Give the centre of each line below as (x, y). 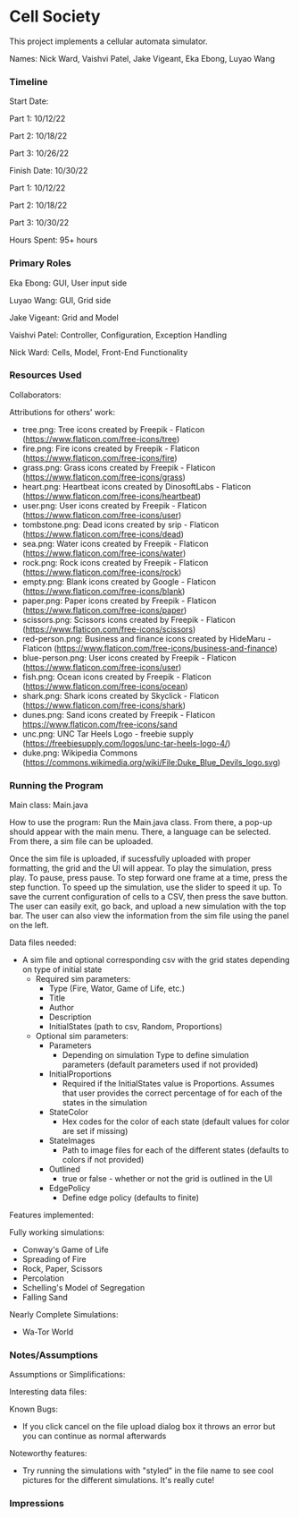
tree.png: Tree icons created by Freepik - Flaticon (113, 429)
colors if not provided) (103, 1160)
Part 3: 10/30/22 (39, 223)
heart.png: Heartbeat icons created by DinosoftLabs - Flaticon (137, 486)
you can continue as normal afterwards (94, 1436)
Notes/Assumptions (54, 1355)
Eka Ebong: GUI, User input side (68, 283)
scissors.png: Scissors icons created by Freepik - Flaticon (129, 619)
